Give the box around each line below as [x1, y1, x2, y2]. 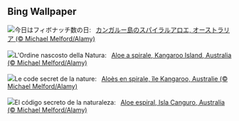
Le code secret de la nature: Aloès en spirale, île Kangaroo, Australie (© [14, 74, 228, 83]
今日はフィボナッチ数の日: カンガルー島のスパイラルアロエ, [14, 25, 191, 34]
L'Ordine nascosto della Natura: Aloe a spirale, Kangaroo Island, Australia [14, 51, 232, 59]
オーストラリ [192, 25, 230, 34]
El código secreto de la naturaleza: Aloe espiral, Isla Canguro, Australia [14, 98, 225, 106]
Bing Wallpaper [7, 6, 77, 18]
